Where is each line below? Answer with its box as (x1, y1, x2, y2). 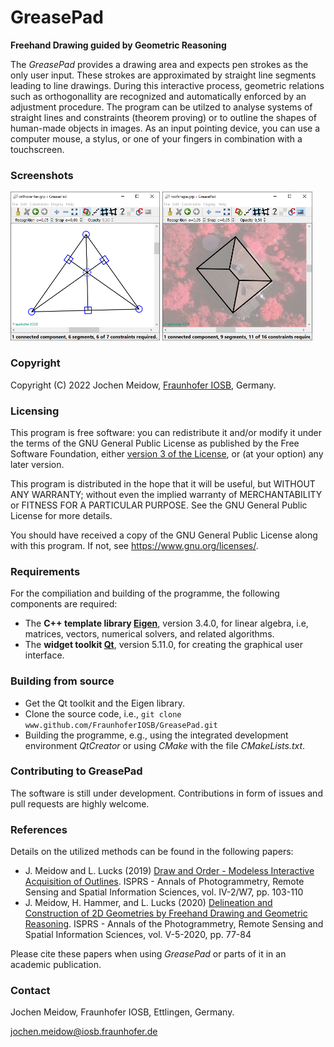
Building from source (10, 674, 115, 688)
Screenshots (10, 168, 74, 182)
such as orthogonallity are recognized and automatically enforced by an (10, 90, 307, 102)
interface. (24, 649, 65, 661)
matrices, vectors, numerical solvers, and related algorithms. (24, 628, 275, 640)
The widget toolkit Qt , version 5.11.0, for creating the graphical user (24, 639, 304, 651)
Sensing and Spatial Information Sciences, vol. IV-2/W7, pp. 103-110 (24, 886, 304, 898)
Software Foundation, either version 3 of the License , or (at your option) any (10, 447, 324, 460)
